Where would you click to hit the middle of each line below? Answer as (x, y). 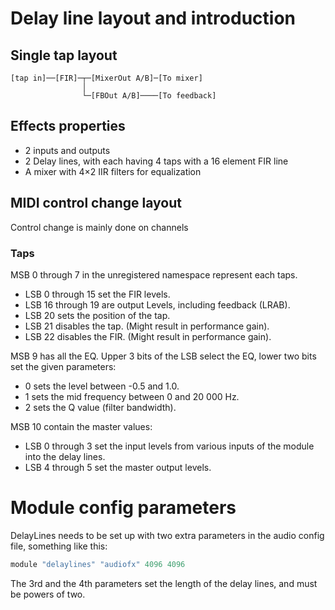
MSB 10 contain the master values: (81, 426)
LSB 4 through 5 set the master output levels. (118, 467)
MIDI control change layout (96, 203)
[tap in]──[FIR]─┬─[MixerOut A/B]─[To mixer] (106, 78)
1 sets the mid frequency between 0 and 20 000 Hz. (132, 396)
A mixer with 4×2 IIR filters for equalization (113, 171)
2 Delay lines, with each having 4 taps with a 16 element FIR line (156, 161)
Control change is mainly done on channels (99, 227)
